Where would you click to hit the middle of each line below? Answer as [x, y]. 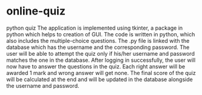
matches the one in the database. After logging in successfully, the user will [101, 60]
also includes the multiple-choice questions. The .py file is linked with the [98, 41]
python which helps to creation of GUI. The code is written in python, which [101, 34]
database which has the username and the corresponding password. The [98, 47]
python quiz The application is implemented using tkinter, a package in [95, 28]
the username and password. [43, 85]
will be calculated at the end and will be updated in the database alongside [99, 79]
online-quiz [36, 11]
